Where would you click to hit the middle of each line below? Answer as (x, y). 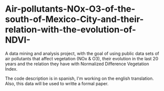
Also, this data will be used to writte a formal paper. (57, 83)
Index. (12, 69)
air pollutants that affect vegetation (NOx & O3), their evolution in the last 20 (82, 58)
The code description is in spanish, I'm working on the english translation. (80, 78)
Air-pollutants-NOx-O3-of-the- (70, 9)
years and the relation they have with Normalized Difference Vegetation (77, 64)
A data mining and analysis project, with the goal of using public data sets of (82, 53)
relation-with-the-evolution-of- (70, 30)
